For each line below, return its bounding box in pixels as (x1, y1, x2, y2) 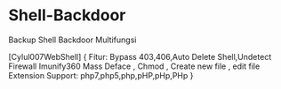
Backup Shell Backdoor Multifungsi (8, 34, 137, 45)
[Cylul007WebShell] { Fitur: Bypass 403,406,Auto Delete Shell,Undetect (8, 51, 272, 62)
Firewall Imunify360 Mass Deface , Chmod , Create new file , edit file (8, 61, 261, 71)
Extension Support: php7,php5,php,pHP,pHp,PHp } (8, 70, 194, 80)
